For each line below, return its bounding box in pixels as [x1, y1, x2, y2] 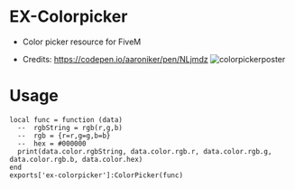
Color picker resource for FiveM [22, 36, 142, 47]
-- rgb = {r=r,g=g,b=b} [17, 131, 111, 140]
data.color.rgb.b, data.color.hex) [9, 155, 143, 164]
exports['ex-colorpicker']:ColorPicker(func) [9, 170, 183, 180]
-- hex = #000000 [17, 138, 88, 148]
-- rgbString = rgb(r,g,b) [17, 123, 124, 132]
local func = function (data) [9, 115, 124, 124]
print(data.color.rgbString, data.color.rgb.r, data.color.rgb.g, [17, 146, 272, 156]
